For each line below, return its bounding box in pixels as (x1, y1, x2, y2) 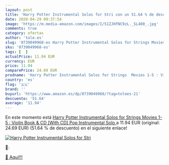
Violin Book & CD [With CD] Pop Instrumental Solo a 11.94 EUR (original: (12, 120, 160, 126)
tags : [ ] (5, 49, 28, 54)
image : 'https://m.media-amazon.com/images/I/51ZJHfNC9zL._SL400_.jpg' (5, 21, 158, 27)
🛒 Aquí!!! (5, 154, 23, 160)
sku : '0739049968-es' (5, 45, 51, 50)
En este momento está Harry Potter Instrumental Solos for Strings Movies (5, 114, 157, 120)
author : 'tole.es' (5, 36, 44, 41)
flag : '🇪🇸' (5, 82, 30, 87)
